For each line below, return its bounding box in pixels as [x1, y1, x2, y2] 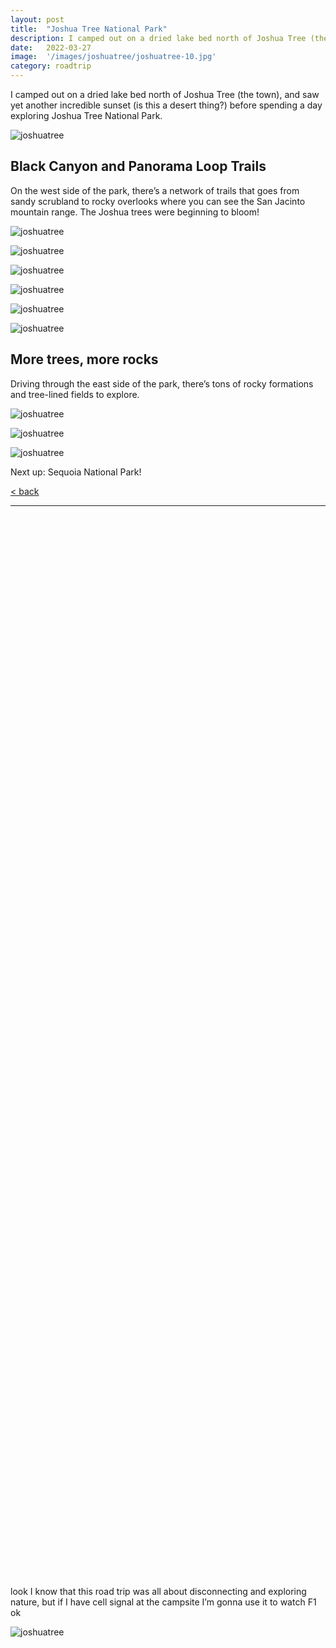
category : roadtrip [10, 61, 92, 71]
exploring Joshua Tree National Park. [10, 110, 163, 121]
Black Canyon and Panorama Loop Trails [10, 158, 267, 175]
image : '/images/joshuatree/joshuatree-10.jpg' [10, 52, 217, 62]
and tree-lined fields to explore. [10, 388, 140, 400]
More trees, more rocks [10, 351, 159, 368]
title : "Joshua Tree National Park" [10, 24, 168, 34]
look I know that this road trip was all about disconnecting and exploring [10, 1585, 307, 1597]
